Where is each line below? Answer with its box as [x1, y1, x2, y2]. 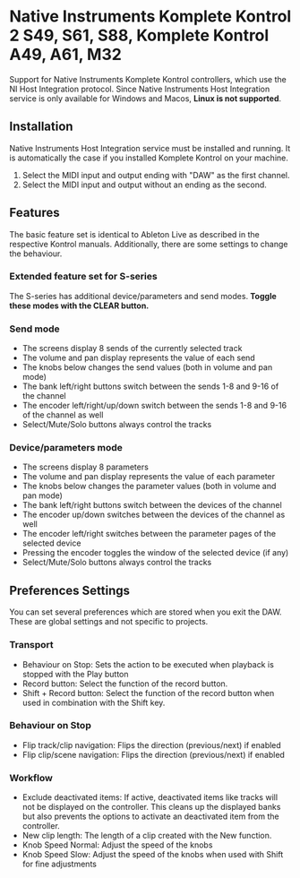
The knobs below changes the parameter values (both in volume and [21, 481, 277, 492]
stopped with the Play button [21, 668, 129, 679]
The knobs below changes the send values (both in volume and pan [21, 362, 273, 373]
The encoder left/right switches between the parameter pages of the [21, 529, 276, 539]
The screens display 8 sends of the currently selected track [21, 343, 243, 354]
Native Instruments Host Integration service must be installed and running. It [9, 142, 291, 153]
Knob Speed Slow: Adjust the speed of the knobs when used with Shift [21, 849, 284, 860]
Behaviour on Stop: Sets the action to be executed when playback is [21, 658, 275, 669]
